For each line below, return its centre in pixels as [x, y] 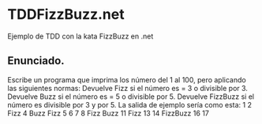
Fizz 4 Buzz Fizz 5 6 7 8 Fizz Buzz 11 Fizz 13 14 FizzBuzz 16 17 [109, 113]
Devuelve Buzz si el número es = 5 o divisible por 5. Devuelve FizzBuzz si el [131, 97]
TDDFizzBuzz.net [66, 15]
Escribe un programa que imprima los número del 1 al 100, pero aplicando [127, 79]
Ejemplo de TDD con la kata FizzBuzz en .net [80, 36]
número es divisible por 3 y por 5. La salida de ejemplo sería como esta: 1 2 [129, 104]
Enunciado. [36, 61]
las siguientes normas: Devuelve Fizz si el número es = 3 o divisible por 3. [127, 88]
